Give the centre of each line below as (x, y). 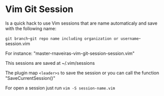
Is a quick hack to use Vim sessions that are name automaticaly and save (81, 23)
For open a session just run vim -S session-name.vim (60, 88)
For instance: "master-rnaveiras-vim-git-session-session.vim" (70, 53)
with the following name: (31, 28)
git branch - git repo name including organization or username (72, 38)
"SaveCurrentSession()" (30, 78)
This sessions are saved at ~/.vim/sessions (50, 63)
